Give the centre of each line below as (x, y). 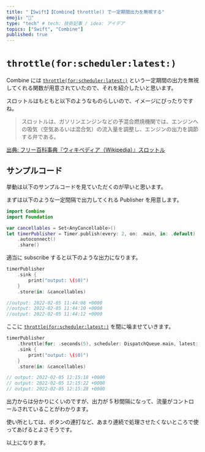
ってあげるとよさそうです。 (41, 429)
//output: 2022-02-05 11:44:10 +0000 (54, 308)
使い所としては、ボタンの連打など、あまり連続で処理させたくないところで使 (102, 422)
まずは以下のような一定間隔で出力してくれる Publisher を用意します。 (94, 200)
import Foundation (30, 217)
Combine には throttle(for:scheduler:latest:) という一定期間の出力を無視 (103, 81)
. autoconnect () (37, 239)
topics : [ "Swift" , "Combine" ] (45, 29)
